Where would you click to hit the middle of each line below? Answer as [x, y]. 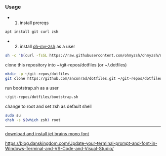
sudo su [13, 115]
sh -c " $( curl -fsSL [26, 56]
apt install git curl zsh [32, 32]
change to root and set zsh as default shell [49, 106]
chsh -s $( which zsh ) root [33, 120]
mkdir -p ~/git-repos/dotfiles [37, 74]
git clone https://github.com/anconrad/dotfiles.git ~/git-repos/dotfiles [84, 78]
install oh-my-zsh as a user [47, 47]
